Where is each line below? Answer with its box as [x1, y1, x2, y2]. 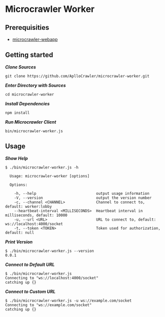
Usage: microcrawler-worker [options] [9, 173, 90, 178]
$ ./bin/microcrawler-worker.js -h [5, 165, 79, 170]
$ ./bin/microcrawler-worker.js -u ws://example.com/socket [5, 298, 132, 303]
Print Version [5, 238, 33, 244]
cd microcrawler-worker [5, 92, 55, 97]
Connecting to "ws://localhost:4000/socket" [5, 275, 99, 280]
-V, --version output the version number [14, 195, 152, 200]
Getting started [5, 51, 54, 59]
